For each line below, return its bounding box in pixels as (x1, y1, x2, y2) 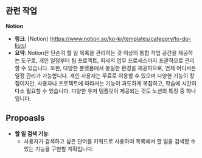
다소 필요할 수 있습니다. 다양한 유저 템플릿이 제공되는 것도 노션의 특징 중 (14, 87, 185, 95)
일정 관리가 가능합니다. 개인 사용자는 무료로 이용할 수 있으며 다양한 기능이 (14, 72, 189, 79)
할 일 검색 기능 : (14, 130, 50, 137)
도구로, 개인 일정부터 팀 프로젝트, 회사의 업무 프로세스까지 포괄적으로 (21, 57, 184, 64)
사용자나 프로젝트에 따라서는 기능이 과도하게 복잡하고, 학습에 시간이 (37, 79, 197, 87)
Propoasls (5, 113, 45, 123)
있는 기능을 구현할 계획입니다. (23, 145, 94, 153)
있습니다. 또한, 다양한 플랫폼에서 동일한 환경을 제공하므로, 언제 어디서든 (27, 64, 197, 71)
